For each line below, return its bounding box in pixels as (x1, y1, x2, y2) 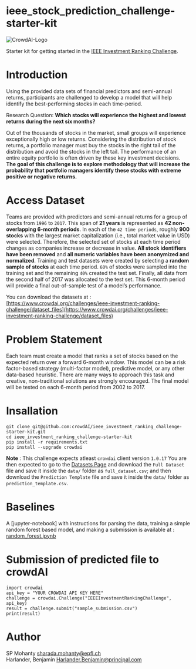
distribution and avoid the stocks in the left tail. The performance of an (6, 148, 177, 155)
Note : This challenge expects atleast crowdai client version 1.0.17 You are (6, 455, 187, 462)
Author (6, 630, 41, 643)
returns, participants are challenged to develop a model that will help (6, 94, 172, 101)
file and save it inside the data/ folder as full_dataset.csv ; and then (6, 467, 171, 474)
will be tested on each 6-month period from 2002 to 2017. (6, 383, 146, 390)
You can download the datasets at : (6, 293, 92, 300)
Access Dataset (6, 194, 85, 207)
